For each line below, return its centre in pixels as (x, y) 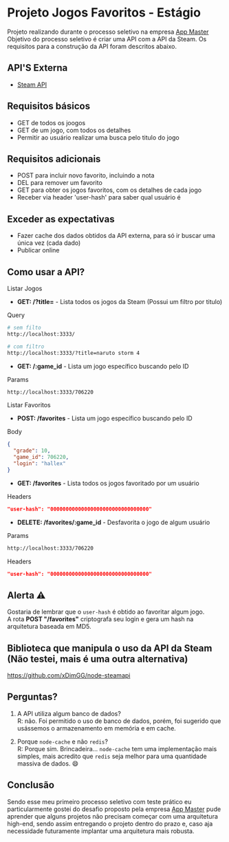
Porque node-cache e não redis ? (63, 742)
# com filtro (26, 346)
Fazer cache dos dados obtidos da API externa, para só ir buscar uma (116, 236)
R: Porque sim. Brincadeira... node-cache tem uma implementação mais (117, 748)
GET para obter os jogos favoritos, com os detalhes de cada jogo (109, 190)
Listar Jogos (25, 288)
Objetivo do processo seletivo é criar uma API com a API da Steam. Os (107, 39)
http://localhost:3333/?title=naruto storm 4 (73, 353)
